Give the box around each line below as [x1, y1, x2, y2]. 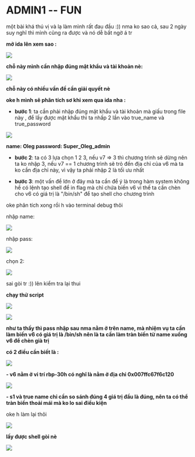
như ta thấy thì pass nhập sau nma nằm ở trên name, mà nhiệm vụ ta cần [6, 325, 186, 332]
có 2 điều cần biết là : [6, 348, 59, 355]
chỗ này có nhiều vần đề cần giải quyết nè [6, 85, 110, 92]
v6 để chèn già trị [6, 337, 50, 344]
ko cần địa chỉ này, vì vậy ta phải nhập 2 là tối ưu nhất [14, 166, 145, 173]
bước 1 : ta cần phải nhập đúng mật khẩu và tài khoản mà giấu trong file [14, 108, 186, 115]
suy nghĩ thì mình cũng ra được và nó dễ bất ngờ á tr [6, 29, 133, 36]
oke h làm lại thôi [6, 411, 47, 418]
